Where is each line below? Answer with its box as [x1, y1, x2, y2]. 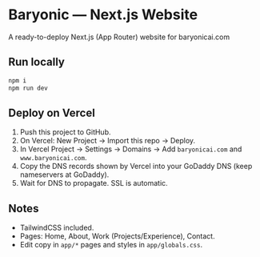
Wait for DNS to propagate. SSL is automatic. [19, 179, 168, 188]
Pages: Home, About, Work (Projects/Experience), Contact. [19, 231, 215, 241]
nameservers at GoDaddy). [19, 170, 110, 179]
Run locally [8, 55, 66, 69]
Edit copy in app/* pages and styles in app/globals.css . [19, 240, 202, 250]
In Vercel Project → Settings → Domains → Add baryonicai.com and [19, 144, 242, 154]
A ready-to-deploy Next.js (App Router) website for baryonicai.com [8, 32, 230, 42]
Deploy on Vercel [8, 106, 96, 119]
